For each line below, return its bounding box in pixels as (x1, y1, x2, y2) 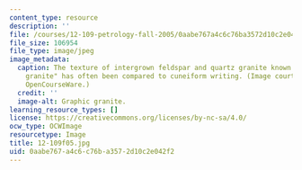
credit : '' (17, 88, 58, 97)
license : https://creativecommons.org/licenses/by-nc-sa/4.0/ (9, 113, 247, 122)
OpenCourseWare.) (25, 80, 91, 89)
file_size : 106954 (9, 38, 78, 48)
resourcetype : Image (9, 130, 87, 139)
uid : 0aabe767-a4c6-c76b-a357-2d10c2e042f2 (9, 147, 175, 156)
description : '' (9, 22, 70, 31)
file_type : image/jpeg (9, 47, 94, 56)
